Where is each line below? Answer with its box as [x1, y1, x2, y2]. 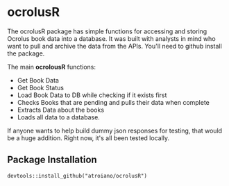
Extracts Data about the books [17, 105, 105, 114]
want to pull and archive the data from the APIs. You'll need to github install [7, 42, 222, 50]
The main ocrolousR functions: [7, 62, 96, 71]
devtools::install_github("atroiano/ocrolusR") [7, 172, 148, 179]
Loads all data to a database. [17, 112, 101, 121]
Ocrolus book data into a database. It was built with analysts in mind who [7, 34, 217, 42]
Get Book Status [17, 83, 65, 92]
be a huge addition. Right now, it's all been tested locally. [7, 133, 170, 142]
